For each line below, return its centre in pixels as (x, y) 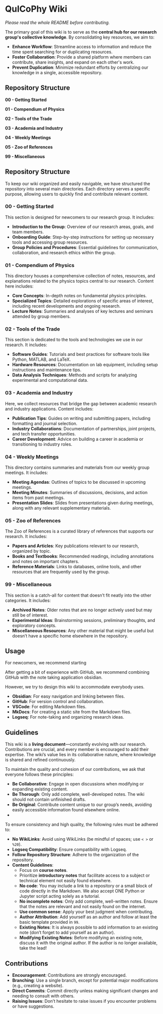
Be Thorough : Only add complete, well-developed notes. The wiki (78, 794)
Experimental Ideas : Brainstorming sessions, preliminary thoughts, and (83, 620)
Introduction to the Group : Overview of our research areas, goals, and (83, 227)
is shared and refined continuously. (40, 760)
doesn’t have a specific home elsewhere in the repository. (70, 636)
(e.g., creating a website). (38, 986)
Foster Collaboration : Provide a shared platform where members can (81, 57)
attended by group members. (41, 316)
